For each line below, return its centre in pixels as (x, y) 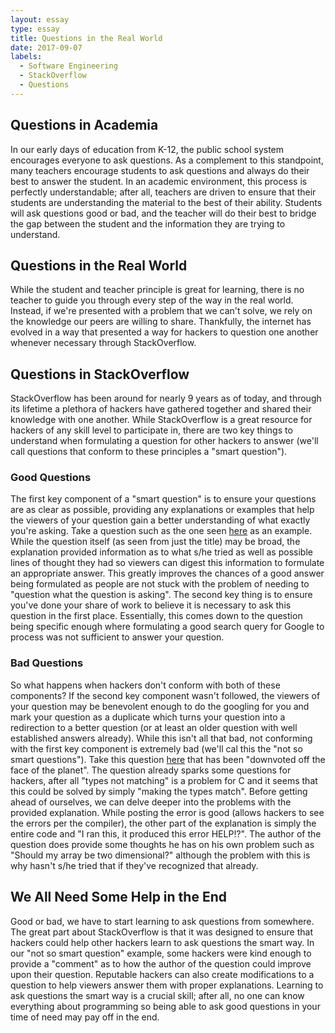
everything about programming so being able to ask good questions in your (165, 1006)
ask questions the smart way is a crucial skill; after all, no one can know (157, 995)
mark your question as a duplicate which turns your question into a (148, 717)
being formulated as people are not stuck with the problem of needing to (160, 584)
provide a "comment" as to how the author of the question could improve (161, 963)
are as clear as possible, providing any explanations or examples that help (162, 510)
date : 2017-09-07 (46, 47)
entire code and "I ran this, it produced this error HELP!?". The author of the (166, 833)
